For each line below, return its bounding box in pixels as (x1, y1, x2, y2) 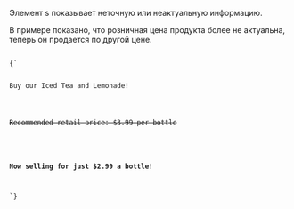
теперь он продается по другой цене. (9, 35, 153, 44)
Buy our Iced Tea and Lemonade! (9, 81, 129, 90)
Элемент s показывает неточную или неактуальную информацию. (9, 8, 263, 18)
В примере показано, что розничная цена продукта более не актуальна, (9, 25, 286, 35)
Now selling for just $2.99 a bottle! (9, 162, 153, 172)
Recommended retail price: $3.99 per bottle (9, 117, 177, 127)
